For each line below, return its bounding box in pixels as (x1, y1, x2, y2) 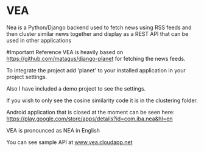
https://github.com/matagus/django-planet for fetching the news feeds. (6, 55, 186, 62)
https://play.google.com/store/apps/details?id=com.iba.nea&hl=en (6, 115, 173, 122)
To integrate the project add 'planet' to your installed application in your (6, 66, 186, 74)
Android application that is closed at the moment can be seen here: (6, 108, 175, 116)
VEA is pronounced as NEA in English (6, 126, 100, 134)
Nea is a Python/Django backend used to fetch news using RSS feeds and (6, 24, 192, 31)
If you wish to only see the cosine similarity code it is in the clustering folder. (6, 97, 198, 104)
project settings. (6, 73, 47, 80)
